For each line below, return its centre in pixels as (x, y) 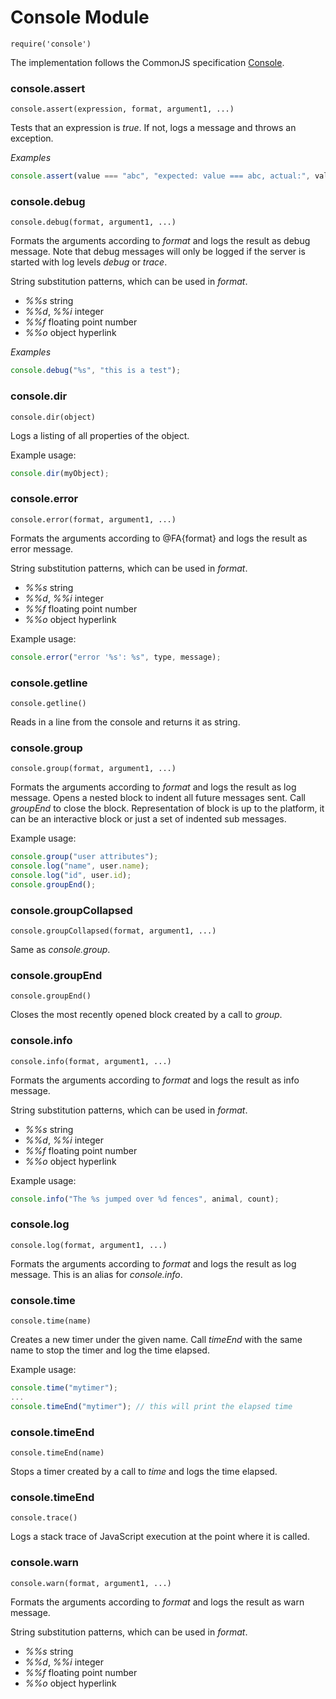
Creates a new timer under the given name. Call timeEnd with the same (156, 1340)
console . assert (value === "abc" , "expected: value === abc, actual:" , (160, 176)
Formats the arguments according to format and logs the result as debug (160, 241)
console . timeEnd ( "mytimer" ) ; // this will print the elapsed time (151, 1406)
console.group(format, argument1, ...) (93, 769)
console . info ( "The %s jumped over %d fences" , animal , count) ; (145, 1199)
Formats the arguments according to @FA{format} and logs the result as (159, 538)
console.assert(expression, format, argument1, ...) (122, 109)
